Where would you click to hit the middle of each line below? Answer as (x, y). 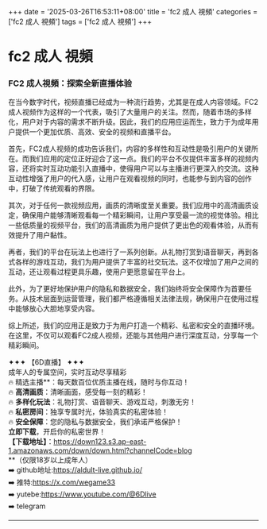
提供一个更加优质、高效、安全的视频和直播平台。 (95, 132)
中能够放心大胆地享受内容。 (54, 309)
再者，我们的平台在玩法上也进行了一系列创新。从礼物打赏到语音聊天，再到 (130, 252)
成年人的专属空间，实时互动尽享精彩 (68, 373)
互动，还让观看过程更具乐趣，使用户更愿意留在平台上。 (99, 272)
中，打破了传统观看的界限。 (54, 188)
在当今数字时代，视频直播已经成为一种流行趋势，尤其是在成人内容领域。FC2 (133, 102)
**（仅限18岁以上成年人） (50, 460)
